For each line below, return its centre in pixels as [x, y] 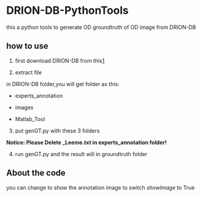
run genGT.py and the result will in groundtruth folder [81, 154]
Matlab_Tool [30, 119]
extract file [28, 72]
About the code [36, 173]
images [24, 107]
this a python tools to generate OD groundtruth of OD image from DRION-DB [101, 27]
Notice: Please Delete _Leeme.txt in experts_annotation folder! [87, 142]
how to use [27, 46]
